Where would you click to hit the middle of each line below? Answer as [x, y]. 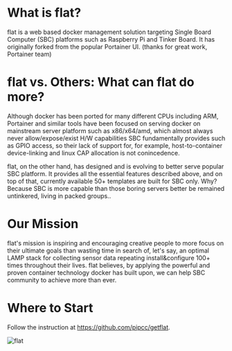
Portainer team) [29, 54]
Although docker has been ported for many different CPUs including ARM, [113, 116]
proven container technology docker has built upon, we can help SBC [106, 273]
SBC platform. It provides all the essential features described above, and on [115, 173]
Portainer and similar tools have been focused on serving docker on [104, 123]
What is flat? [44, 13]
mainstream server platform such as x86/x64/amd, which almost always [110, 130]
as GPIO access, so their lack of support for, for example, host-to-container [115, 145]
